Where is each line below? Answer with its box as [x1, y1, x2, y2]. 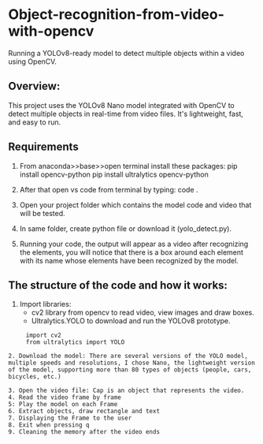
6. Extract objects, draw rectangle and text [8, 408, 160, 416]
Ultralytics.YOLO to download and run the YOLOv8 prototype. [31, 316, 231, 326]
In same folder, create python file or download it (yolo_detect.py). [19, 223, 232, 233]
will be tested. [19, 208, 65, 218]
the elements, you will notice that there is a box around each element [19, 247, 244, 257]
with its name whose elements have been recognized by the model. [19, 256, 239, 265]
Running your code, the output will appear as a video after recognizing [19, 239, 249, 248]
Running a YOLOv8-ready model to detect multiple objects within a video [8, 48, 245, 58]
